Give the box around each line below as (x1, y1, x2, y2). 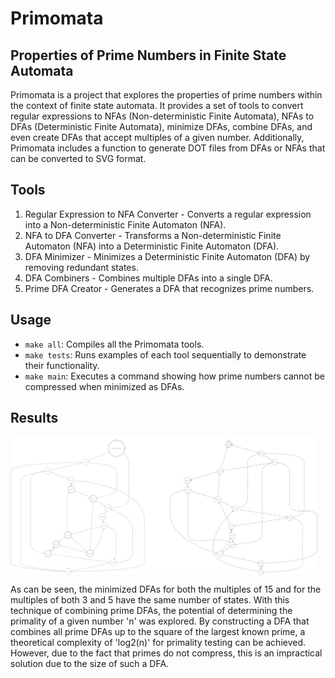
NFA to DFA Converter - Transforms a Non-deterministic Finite (24, 229, 282, 241)
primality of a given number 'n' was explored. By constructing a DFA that (10, 615, 310, 627)
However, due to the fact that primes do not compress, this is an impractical (10, 647, 323, 659)
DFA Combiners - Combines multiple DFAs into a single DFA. (24, 272, 273, 284)
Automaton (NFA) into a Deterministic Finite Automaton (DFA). (24, 240, 280, 252)
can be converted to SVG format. (10, 153, 147, 164)
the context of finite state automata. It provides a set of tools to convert (10, 100, 304, 111)
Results (10, 410, 59, 427)
